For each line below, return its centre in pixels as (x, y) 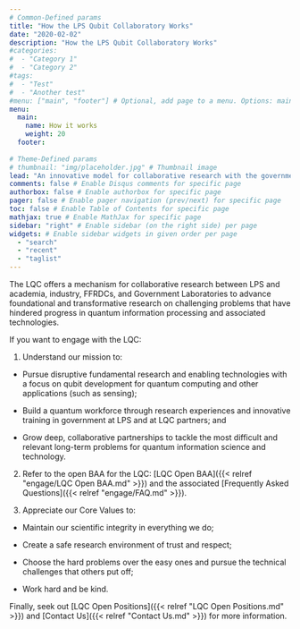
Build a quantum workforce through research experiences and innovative (156, 411)
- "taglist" (40, 259)
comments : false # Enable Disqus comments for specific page (125, 184)
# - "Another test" (48, 92)
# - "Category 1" (43, 59)
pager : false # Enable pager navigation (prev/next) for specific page (145, 201)
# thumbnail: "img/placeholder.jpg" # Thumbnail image (113, 167)
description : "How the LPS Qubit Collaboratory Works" (113, 42)
